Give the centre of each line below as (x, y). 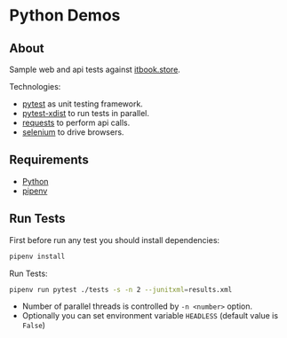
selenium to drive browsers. (73, 132)
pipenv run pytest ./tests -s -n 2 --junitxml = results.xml (121, 289)
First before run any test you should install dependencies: (115, 240)
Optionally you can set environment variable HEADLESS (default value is (150, 316)
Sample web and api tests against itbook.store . (95, 69)
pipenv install (37, 256)
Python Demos (65, 16)
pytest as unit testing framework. (83, 104)
